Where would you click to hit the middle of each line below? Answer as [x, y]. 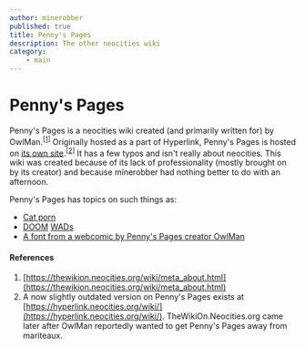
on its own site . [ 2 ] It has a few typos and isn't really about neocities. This [146, 152]
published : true [40, 26]
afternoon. [29, 182]
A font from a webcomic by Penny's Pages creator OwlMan [134, 237]
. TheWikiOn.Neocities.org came [223, 316]
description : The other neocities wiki [85, 43]
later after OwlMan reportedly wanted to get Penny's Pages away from [155, 326]
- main [38, 60]
